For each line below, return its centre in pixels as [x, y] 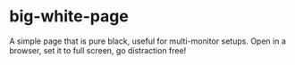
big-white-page [69, 16]
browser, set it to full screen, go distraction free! [98, 50]
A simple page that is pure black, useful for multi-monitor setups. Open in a [147, 41]
